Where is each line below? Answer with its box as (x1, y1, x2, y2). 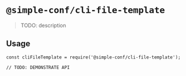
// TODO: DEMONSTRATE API (6, 64, 70, 70)
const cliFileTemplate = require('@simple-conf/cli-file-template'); (6, 54, 181, 60)
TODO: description (20, 22, 67, 29)
